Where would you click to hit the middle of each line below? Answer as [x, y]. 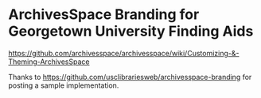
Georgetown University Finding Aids [131, 31]
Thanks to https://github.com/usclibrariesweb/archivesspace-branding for [130, 77]
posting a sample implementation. [64, 85]
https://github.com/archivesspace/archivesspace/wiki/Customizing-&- [124, 53]
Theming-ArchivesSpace [49, 62]
